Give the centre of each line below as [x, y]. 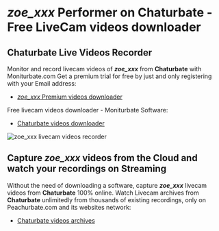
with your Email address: [42, 83]
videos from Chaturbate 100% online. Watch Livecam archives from [103, 193]
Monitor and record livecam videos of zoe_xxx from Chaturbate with [104, 69]
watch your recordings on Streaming [87, 169]
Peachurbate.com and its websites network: [69, 207]
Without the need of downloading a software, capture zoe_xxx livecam [107, 185]
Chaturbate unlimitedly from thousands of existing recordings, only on [107, 199]
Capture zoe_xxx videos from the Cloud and [102, 158]
